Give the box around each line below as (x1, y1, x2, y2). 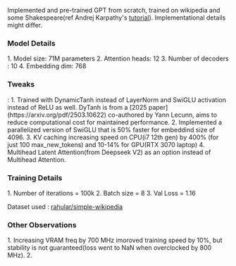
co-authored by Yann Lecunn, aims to (108, 110, 217, 119)
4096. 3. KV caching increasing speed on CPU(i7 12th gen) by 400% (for (7, 133, 219, 141)
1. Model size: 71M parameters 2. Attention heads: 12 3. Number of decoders (7, 54, 229, 63)
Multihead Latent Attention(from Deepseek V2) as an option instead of (7, 148, 211, 156)
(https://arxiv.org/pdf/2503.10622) (7, 110, 107, 119)
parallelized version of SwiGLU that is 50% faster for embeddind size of (7, 125, 216, 134)
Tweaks (7, 80, 35, 89)
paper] (148, 103, 168, 111)
